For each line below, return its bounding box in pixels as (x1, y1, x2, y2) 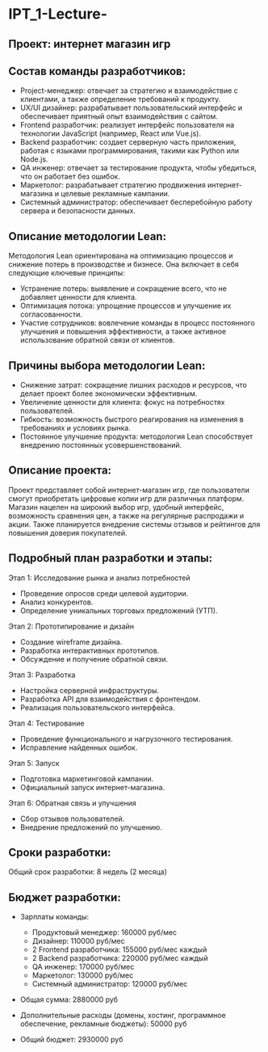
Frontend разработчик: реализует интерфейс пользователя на (19, 120, 235, 130)
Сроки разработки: (8, 846, 111, 860)
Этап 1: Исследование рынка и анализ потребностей (8, 573, 191, 583)
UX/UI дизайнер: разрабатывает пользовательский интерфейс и (19, 103, 243, 113)
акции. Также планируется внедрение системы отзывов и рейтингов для (8, 519, 261, 529)
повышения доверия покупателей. (8, 528, 128, 537)
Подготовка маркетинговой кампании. (19, 773, 154, 784)
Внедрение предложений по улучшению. (19, 822, 163, 832)
